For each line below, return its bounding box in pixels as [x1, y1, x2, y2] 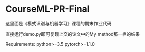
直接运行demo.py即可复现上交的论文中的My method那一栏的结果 [5, 31, 140, 37]
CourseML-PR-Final [5, 3, 90, 15]
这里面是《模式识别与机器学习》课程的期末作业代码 [5, 20, 112, 26]
